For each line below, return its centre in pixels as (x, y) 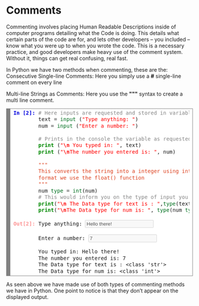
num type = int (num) (68, 191)
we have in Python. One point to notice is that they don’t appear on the (92, 291)
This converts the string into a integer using (109, 171)
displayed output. (27, 297)
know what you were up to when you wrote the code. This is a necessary (95, 46)
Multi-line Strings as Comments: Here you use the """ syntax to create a (94, 94)
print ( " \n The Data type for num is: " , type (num (110, 210)
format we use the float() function (92, 178)
